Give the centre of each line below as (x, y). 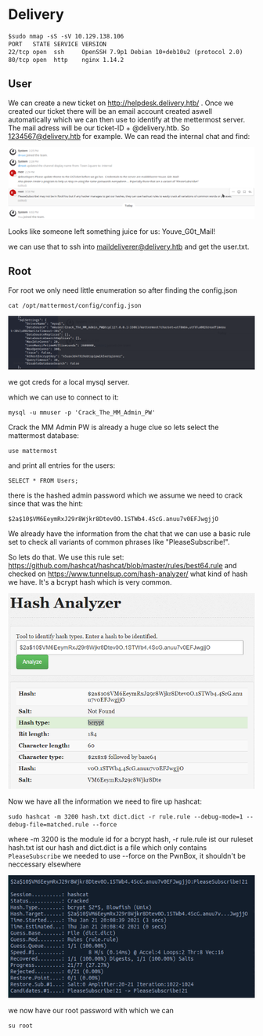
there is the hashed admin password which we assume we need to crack (126, 495)
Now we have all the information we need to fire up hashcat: (105, 801)
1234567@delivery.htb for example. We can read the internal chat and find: (129, 136)
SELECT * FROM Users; (43, 480)
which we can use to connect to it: (63, 397)
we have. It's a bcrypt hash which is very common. (90, 582)
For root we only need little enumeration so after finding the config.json (123, 290)
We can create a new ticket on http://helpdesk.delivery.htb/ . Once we (121, 103)
